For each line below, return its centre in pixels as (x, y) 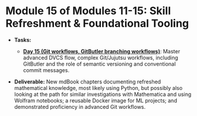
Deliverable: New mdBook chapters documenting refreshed (88, 82)
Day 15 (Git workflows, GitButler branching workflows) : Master (101, 51)
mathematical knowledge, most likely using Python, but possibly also (98, 88)
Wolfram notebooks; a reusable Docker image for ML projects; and (96, 100)
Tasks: (23, 40)
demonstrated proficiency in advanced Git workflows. (80, 107)
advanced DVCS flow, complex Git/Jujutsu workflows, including (101, 57)
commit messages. (46, 70)
